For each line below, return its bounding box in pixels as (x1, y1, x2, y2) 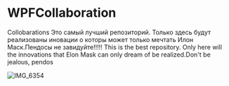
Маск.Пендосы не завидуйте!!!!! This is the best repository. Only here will (7, 43, 223, 51)
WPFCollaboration (7, 5, 117, 21)
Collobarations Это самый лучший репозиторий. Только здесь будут (7, 28, 211, 36)
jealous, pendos (7, 57, 54, 66)
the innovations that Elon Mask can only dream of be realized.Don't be (7, 50, 211, 59)
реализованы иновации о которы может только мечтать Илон (7, 35, 194, 43)
